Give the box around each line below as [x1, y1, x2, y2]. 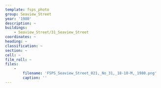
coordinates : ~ [5, 35, 36, 40]
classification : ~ [5, 44, 43, 48]
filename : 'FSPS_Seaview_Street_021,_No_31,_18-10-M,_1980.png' [23, 71, 157, 76]
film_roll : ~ [5, 57, 32, 62]
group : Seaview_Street [5, 12, 52, 17]
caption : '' [23, 75, 48, 80]
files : [5, 62, 19, 66]
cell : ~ [5, 52, 21, 58]
